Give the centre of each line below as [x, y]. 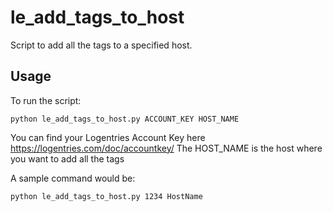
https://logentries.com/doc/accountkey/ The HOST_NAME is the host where [166, 148]
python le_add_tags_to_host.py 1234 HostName [106, 196]
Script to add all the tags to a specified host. [101, 45]
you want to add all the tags [67, 158]
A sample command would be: [73, 178]
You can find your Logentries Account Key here [108, 137]
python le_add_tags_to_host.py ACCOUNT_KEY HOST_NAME [125, 119]
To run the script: [46, 100]
